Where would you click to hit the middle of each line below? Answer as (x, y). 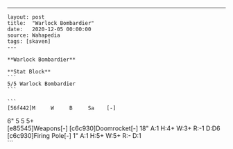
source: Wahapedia (34, 35)
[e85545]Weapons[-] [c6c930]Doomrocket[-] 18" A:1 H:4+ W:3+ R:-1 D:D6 (114, 128)
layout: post (26, 17)
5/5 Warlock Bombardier (42, 84)
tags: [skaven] (29, 42)
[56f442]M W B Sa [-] (62, 108)
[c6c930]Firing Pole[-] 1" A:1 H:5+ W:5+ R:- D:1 (74, 135)
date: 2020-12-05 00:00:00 (49, 29)
